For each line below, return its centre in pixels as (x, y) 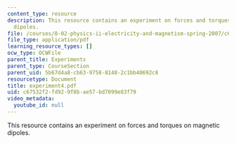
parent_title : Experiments (47, 60)
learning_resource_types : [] (50, 46)
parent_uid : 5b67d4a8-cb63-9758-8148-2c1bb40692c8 (83, 72)
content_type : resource (42, 14)
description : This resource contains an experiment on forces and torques (119, 20)
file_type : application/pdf (48, 40)
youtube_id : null (39, 105)
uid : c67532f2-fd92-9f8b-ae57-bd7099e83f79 (72, 92)
